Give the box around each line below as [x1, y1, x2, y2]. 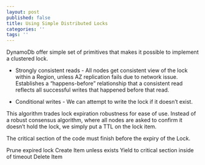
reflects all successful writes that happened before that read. [15, 86, 170, 94]
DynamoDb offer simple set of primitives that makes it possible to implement [6, 48, 199, 56]
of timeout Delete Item [6, 153, 63, 161]
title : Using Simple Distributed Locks [6, 20, 108, 26]
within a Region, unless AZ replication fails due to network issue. [15, 73, 179, 81]
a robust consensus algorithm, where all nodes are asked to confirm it [6, 117, 182, 124]
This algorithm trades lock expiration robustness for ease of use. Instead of [6, 110, 196, 117]
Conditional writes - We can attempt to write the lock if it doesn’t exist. [15, 98, 193, 106]
